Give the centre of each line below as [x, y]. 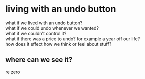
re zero [13, 72]
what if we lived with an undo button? [44, 23]
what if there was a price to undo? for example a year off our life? [73, 39]
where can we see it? [39, 60]
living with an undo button [61, 9]
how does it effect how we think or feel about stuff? [58, 44]
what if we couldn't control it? [36, 33]
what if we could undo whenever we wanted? [52, 28]
